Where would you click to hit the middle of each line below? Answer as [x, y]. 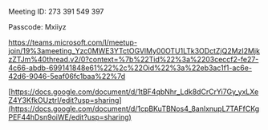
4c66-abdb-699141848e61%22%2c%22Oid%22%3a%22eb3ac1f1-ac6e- [130, 68]
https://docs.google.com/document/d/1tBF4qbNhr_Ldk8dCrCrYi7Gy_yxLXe [135, 92]
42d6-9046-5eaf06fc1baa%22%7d [67, 76]
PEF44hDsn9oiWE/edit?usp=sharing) [70, 117]
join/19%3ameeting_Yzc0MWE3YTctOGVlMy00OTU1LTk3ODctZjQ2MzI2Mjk [134, 51]
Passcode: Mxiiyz [37, 27]
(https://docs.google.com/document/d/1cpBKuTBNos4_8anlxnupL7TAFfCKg [134, 108]
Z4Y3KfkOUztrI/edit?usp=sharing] [65, 100]
